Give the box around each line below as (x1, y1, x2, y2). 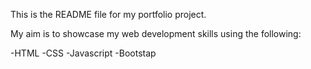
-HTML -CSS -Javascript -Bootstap (10, 47, 157, 59)
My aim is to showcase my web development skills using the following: (10, 28, 302, 39)
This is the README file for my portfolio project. (10, 9, 207, 20)
